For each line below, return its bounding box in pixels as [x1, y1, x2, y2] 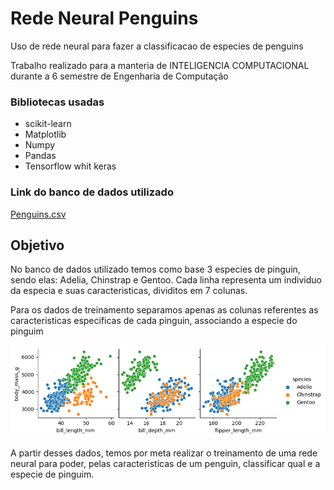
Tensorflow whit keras [24, 160, 117, 172]
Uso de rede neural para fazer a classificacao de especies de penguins [10, 40, 304, 52]
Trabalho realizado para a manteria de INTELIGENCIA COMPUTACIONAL [10, 59, 310, 71]
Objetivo [10, 237, 65, 254]
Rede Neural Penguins [10, 7, 199, 30]
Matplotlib [24, 128, 67, 141]
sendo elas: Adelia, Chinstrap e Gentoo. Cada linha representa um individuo [10, 274, 322, 286]
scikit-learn [24, 118, 72, 130]
